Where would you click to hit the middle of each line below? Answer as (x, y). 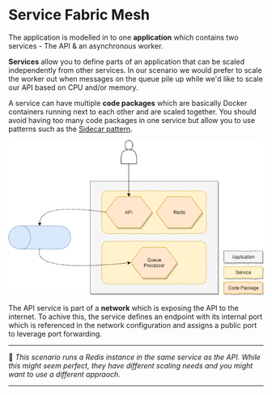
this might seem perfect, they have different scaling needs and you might (131, 365)
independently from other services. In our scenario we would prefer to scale (135, 70)
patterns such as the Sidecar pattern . (70, 129)
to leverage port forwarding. (55, 333)
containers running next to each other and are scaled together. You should (132, 112)
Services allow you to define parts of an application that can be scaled (127, 62)
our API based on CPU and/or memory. (74, 87)
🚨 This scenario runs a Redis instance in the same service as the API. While (134, 357)
